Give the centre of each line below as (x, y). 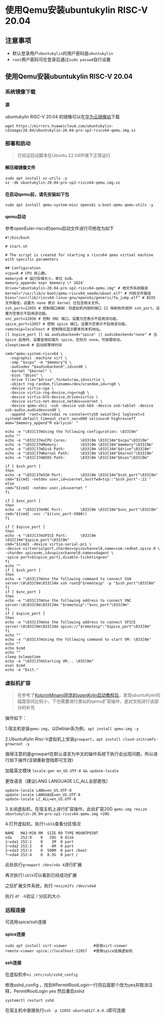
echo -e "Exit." (22, 670)
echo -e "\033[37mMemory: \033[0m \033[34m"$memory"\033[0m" (79, 445)
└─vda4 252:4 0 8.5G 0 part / (42, 855)
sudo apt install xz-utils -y (36, 179)
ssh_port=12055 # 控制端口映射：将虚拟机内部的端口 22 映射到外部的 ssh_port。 (81, 308)
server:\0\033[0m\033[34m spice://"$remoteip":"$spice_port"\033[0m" (78, 627)
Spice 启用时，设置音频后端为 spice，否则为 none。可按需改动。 (64, 340)
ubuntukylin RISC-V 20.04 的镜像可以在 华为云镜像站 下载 (62, 116)
